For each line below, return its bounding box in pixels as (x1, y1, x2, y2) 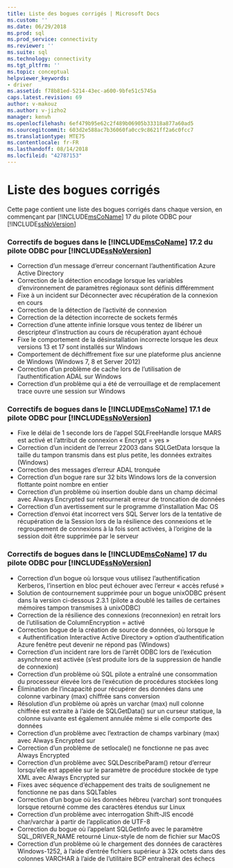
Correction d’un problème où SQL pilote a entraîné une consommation (17, 669, 218, 678)
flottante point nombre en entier (17, 481, 109, 489)
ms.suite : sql (7, 49, 49, 56)
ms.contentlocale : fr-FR (7, 140, 79, 147)
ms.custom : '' (7, 17, 49, 24)
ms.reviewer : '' (7, 42, 54, 49)
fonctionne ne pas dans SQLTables (17, 787, 117, 796)
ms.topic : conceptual (7, 68, 70, 75)
